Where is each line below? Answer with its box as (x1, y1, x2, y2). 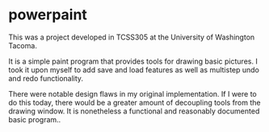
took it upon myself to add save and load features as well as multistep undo (8, 64, 260, 74)
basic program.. (8, 114, 61, 124)
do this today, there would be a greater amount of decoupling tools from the (8, 97, 261, 107)
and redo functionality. (8, 73, 83, 83)
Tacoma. (8, 40, 38, 50)
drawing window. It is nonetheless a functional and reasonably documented (8, 106, 260, 116)
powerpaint (8, 6, 87, 24)
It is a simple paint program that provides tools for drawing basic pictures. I (8, 56, 258, 66)
